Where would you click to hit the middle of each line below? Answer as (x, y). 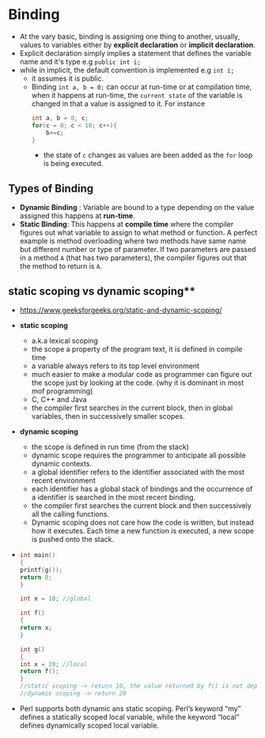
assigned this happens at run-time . (78, 216)
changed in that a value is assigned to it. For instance (118, 104)
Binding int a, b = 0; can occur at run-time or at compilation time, (142, 87)
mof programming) (62, 391)
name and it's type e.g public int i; (80, 62)
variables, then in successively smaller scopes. (108, 416)
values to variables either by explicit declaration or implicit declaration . (137, 44)
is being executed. (73, 164)
